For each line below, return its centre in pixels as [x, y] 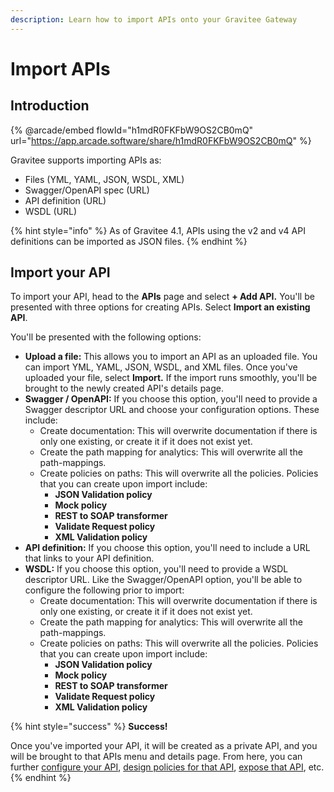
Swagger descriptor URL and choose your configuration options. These [172, 410]
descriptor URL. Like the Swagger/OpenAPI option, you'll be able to [163, 580]
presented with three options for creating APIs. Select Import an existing [160, 307]
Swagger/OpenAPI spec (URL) [87, 190]
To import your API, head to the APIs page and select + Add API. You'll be [162, 297]
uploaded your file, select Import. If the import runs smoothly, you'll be [171, 378]
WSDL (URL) [51, 211]
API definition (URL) [65, 200]
